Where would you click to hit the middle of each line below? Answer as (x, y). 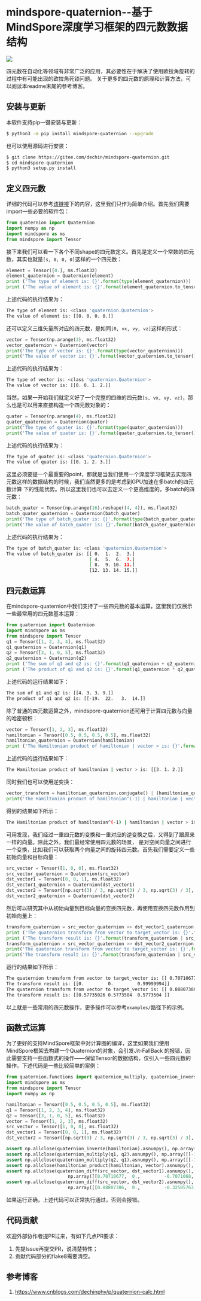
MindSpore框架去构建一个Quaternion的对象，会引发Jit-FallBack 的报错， (96, 1051)
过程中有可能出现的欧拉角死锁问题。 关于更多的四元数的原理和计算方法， (96, 78)
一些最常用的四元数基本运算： (43, 613)
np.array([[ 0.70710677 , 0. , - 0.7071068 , (131, 1177)
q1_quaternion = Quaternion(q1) (46, 647)
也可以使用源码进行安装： (38, 146)
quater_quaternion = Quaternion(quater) (57, 422)
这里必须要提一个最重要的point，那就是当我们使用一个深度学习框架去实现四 (99, 474)
